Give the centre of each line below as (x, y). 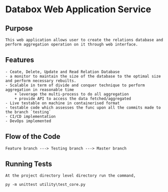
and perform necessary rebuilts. (41, 81)
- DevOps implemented (28, 121)
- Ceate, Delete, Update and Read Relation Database (63, 72)
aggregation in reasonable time (40, 90)
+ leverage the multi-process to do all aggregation (72, 94)
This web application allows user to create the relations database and (84, 40)
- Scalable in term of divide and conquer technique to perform (75, 85)
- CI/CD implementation (31, 116)
